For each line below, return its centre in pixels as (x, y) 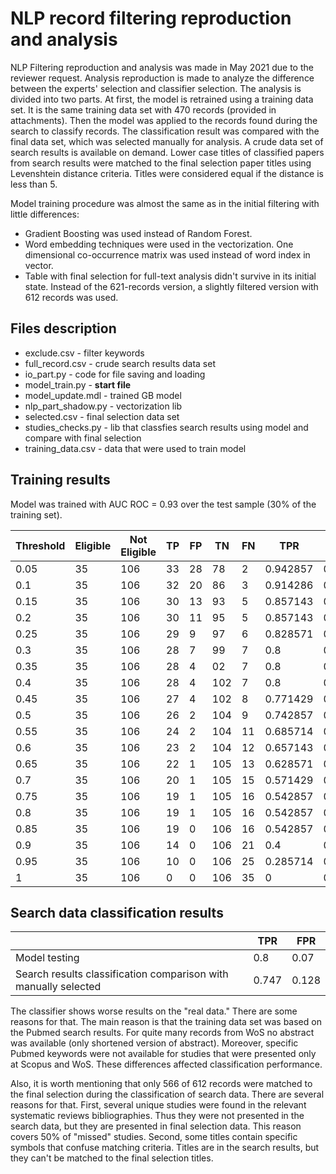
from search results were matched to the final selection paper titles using (161, 163)
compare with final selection (83, 438)
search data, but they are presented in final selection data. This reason (156, 1126)
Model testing (47, 958)
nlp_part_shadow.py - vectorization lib (103, 406)
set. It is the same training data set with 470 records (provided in (143, 109)
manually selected (58, 987)
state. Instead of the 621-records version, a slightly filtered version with (171, 286)
